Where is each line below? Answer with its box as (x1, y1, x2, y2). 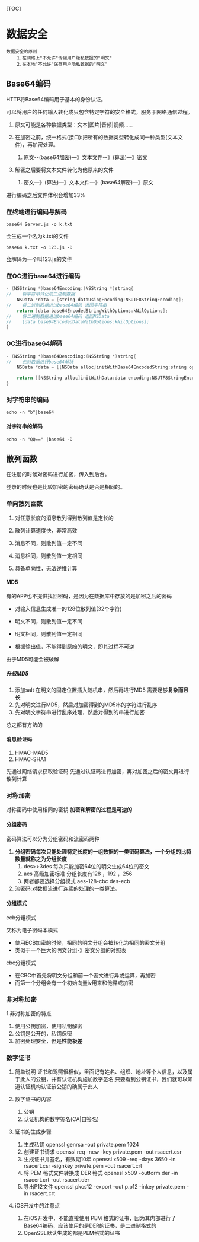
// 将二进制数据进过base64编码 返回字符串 (6, 302, 107, 308)
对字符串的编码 (6, 396, 49, 404)
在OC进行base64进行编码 (6, 272, 81, 280)
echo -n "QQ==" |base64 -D (6, 436, 73, 442)
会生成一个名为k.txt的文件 (6, 233, 69, 240)
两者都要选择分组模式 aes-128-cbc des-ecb (23, 877, 130, 884)
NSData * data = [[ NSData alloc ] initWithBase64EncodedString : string (17, 364, 187, 370)
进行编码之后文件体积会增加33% (6, 191, 86, 198)
